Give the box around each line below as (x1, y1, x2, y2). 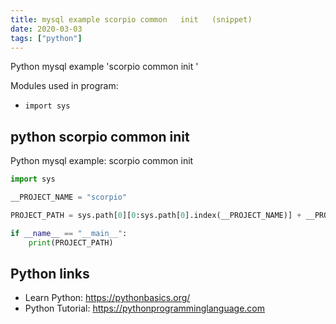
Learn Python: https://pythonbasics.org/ (24, 292, 191, 304)
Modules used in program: (10, 80, 119, 92)
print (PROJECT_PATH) (28, 237, 114, 248)
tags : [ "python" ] (10, 33, 83, 43)
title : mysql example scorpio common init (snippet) (10, 14, 253, 25)
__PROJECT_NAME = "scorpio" (10, 192, 128, 203)
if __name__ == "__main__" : (10, 228, 128, 238)
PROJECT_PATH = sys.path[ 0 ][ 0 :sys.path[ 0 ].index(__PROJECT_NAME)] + (10, 210, 302, 220)
